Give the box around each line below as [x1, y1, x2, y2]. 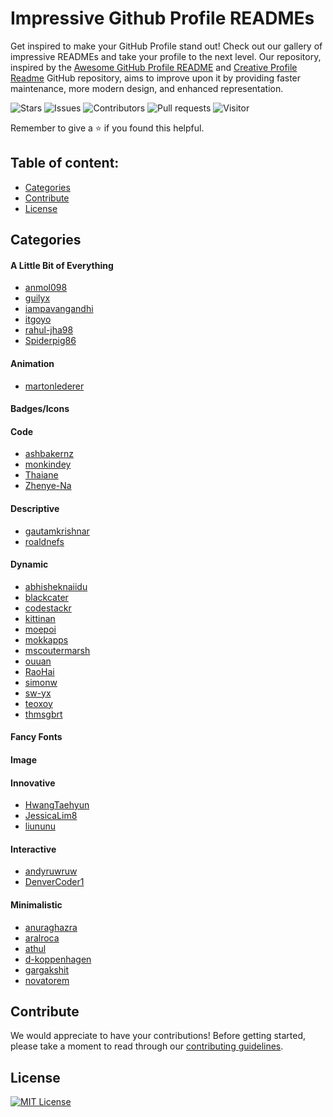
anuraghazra [24, 921, 78, 933]
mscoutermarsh [24, 644, 91, 656]
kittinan [24, 612, 56, 624]
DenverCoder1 [24, 876, 85, 888]
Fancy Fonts [10, 731, 63, 743]
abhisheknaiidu [24, 580, 88, 592]
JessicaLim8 [24, 810, 78, 822]
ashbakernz [24, 448, 74, 460]
